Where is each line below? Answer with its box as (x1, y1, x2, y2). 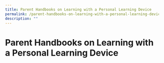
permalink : (5, 12, 27, 16)
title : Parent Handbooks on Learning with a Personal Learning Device (5, 7, 152, 12)
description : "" (5, 16, 38, 21)
